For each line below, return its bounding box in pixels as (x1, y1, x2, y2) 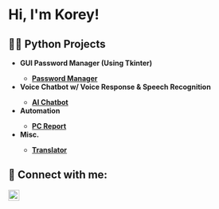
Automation (19, 106, 61, 115)
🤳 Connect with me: (8, 168, 108, 182)
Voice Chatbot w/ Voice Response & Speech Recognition (19, 82, 211, 91)
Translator (31, 145, 68, 154)
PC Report (31, 122, 67, 130)
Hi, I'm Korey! (8, 6, 100, 24)
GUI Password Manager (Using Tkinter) (19, 58, 153, 68)
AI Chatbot (31, 98, 69, 106)
